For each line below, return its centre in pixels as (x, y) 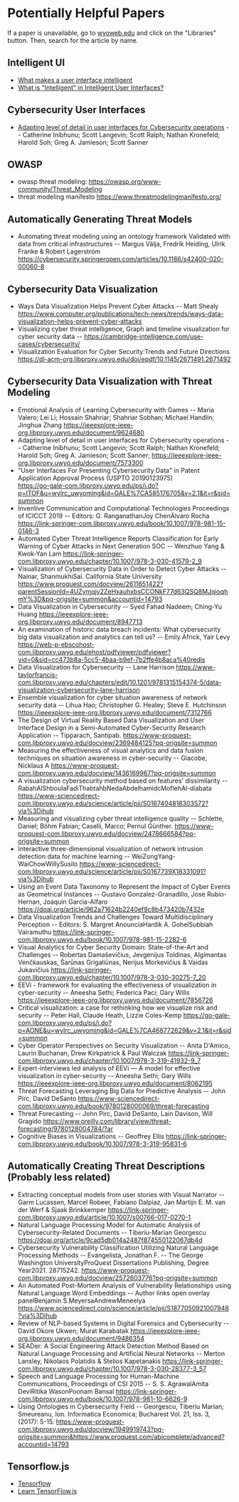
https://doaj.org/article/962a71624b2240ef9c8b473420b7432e (111, 909)
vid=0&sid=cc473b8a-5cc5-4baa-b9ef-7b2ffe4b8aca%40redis (111, 659)
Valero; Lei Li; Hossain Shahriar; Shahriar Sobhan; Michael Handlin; (116, 417)
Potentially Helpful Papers (86, 13)
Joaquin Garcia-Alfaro (75, 902)
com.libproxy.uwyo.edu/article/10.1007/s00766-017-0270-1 (104, 1217)
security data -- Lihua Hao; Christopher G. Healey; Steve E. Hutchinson (122, 705)
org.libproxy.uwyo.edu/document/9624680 (81, 432)
